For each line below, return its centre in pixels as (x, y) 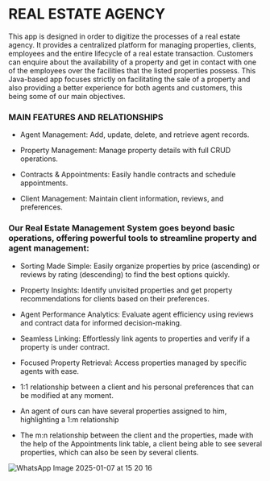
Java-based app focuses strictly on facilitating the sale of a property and (129, 79)
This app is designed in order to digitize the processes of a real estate (124, 36)
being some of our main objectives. (67, 96)
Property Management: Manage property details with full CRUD (125, 151)
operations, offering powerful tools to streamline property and (133, 238)
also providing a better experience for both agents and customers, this (125, 87)
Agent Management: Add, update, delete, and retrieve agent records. (135, 135)
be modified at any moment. (67, 395)
